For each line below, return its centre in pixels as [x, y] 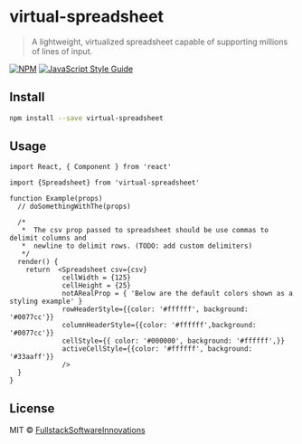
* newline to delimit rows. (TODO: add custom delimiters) [137, 246]
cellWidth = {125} [96, 278]
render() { [38, 262]
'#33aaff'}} [32, 357]
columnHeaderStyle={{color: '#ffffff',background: [159, 326]
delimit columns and [48, 238]
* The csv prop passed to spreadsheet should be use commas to [145, 231]
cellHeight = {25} [96, 286]
